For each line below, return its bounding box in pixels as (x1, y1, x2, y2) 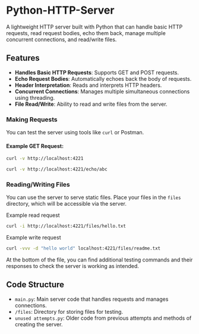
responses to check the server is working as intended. (6, 263, 140, 270)
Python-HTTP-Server (6, 4, 115, 17)
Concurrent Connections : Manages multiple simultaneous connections (14, 87, 190, 95)
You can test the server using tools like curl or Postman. (6, 129, 144, 136)
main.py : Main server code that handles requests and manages (14, 295, 169, 303)
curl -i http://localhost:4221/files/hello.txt (6, 223, 127, 229)
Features (6, 53, 40, 63)
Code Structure (6, 280, 64, 290)
